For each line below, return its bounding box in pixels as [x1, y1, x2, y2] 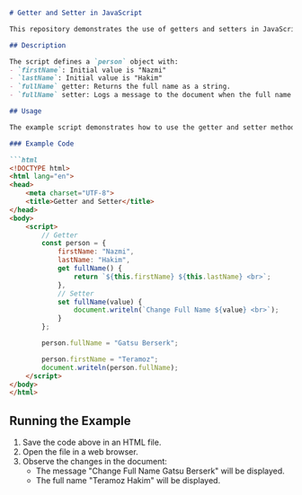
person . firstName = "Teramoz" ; [41, 355, 159, 364]
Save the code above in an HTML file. [22, 437, 162, 448]
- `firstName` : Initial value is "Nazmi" [9, 66, 167, 75]
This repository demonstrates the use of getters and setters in [9, 24, 259, 33]
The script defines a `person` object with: [9, 57, 179, 66]
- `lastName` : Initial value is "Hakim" [9, 74, 164, 83]
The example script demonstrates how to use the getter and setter [9, 122, 268, 132]
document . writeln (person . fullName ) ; [41, 363, 179, 372]
